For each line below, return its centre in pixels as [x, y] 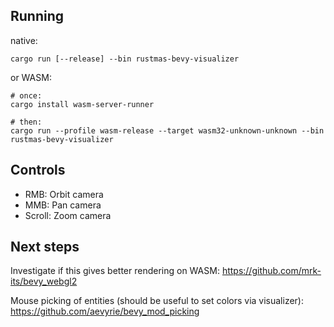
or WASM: [31, 77]
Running [37, 16]
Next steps [45, 247]
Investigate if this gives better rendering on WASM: [115, 271]
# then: [26, 122]
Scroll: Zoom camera [68, 215]
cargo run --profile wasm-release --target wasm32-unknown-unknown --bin [167, 130]
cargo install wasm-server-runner [82, 104]
